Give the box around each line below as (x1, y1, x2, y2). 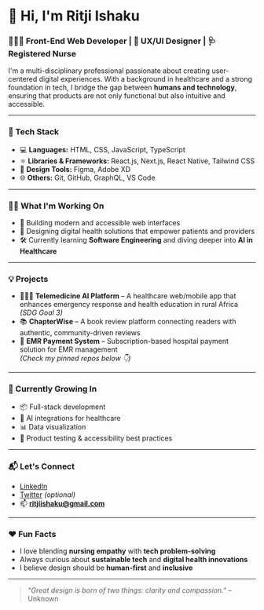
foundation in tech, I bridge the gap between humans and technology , (8, 82, 237, 93)
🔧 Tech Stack (8, 126, 60, 137)
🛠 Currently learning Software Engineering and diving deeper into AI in (19, 236, 253, 245)
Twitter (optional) (19, 490, 76, 499)
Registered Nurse (8, 49, 77, 60)
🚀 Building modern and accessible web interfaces (19, 218, 181, 228)
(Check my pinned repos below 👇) (19, 353, 131, 363)
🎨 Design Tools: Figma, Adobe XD (19, 164, 131, 174)
